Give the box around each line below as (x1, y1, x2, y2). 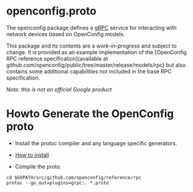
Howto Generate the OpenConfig (6, 107, 174, 121)
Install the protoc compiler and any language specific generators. (14, 140, 177, 147)
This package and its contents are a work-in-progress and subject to (6, 42, 177, 49)
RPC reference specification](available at (6, 55, 109, 62)
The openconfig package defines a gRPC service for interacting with (6, 24, 177, 31)
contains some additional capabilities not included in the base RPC (6, 67, 172, 75)
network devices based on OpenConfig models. (6, 30, 125, 37)
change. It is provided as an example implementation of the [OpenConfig (6, 48, 187, 55)
